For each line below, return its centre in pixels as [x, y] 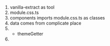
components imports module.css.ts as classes [57, 18]
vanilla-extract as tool [32, 7]
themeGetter [30, 34]
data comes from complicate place [46, 23]
